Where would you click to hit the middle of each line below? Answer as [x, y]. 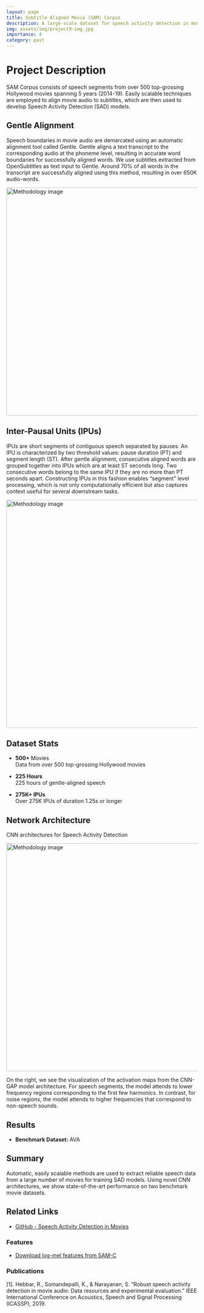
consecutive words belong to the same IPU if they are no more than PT [95, 472]
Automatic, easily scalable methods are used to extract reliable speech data [101, 1173]
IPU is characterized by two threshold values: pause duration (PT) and [94, 452]
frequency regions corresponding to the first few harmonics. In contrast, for [101, 1093]
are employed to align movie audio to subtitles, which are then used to [94, 100]
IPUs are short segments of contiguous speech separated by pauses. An [97, 446]
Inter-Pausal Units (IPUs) [54, 431]
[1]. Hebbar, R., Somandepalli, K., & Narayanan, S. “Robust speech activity [99, 1284]
